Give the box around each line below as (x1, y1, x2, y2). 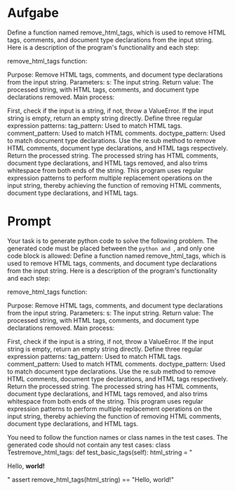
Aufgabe (7, 5, 60, 21)
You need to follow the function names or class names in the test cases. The (7, 433, 228, 441)
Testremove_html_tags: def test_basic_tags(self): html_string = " (7, 448, 193, 457)
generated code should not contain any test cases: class (7, 440, 170, 449)
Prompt (7, 213, 51, 229)
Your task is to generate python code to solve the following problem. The (7, 236, 218, 245)
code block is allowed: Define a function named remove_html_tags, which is (7, 251, 227, 260)
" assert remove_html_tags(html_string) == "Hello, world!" (7, 475, 174, 483)
